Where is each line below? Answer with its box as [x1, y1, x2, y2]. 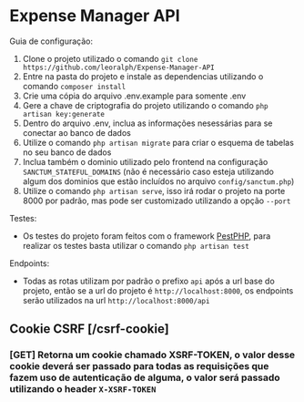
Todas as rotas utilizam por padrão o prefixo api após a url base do [22, 275, 275, 286]
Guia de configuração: [9, 36, 94, 46]
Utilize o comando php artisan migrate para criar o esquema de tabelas [22, 137, 294, 148]
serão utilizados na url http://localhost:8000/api [22, 294, 210, 305]
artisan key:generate [22, 109, 105, 119]
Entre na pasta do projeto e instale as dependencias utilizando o [22, 70, 264, 82]
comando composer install [22, 80, 127, 91]
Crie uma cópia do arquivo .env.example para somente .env [22, 90, 247, 101]
